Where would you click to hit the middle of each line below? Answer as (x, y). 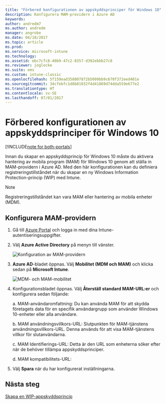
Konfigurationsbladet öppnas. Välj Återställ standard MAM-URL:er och (85, 289)
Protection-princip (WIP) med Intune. (43, 178)
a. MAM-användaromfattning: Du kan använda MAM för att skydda (81, 304)
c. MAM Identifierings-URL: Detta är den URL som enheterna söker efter (86, 344)
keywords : (15, 19)
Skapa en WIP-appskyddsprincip (39, 396)
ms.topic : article (24, 42)
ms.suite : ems (20, 70)
